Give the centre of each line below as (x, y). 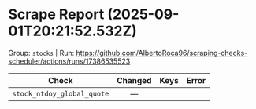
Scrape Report (56, 15)
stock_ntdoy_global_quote (61, 93)
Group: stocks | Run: (41, 53)
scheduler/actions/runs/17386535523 (69, 61)
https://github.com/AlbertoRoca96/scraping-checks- (162, 53)
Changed (134, 80)
